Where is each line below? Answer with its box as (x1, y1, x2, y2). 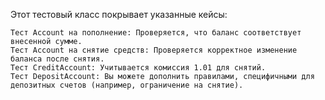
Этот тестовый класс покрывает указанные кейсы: (10, 9, 228, 20)
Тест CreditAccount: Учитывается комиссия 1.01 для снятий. (10, 63, 267, 73)
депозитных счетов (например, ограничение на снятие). (10, 80, 244, 90)
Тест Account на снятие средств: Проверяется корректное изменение (10, 45, 298, 55)
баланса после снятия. (10, 54, 105, 64)
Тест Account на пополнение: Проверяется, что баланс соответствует (10, 28, 302, 38)
